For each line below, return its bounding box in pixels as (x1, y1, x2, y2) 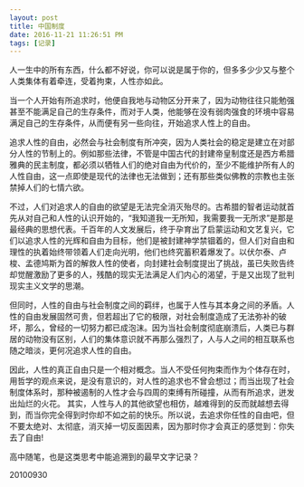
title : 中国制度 (9, 22, 65, 31)
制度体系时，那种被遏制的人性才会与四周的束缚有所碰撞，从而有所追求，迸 (9, 387, 287, 398)
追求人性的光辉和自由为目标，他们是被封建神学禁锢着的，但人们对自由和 (24, 235, 295, 246)
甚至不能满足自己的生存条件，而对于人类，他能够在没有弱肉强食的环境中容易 (9, 106, 295, 118)
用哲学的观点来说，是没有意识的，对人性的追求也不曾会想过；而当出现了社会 (9, 376, 295, 387)
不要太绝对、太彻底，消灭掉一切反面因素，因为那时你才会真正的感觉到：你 (9, 421, 287, 432)
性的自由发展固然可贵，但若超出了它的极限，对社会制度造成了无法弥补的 (9, 311, 279, 322)
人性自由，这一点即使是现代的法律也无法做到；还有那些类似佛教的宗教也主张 (9, 171, 295, 182)
